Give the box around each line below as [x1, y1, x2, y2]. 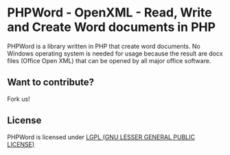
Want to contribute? [7, 77, 95, 88]
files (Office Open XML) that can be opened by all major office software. [7, 56, 211, 64]
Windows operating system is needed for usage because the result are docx [7, 49, 223, 58]
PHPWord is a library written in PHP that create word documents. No [7, 42, 200, 50]
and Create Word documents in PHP [7, 19, 216, 35]
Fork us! [7, 95, 30, 103]
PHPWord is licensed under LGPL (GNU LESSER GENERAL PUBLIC [7, 132, 196, 141]
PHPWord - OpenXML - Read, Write [7, 5, 212, 21]
